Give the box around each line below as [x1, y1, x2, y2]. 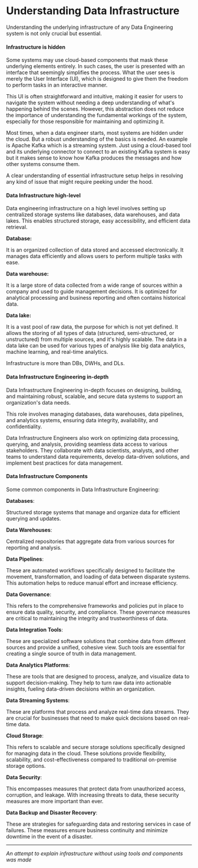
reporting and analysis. [6, 544, 62, 551]
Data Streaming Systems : [6, 697, 70, 704]
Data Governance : [6, 591, 52, 598]
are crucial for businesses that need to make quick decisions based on [6, 714, 178, 721]
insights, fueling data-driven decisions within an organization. [6, 685, 156, 693]
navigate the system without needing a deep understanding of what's [6, 99, 175, 107]
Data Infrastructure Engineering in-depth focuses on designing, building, [6, 386, 183, 393]
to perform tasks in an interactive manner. [6, 81, 108, 89]
